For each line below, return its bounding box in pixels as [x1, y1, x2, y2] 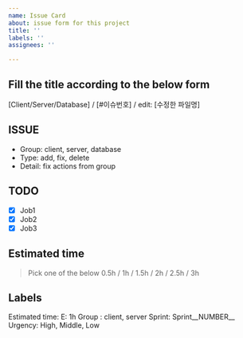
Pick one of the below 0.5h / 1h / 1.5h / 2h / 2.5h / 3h [27, 268, 199, 278]
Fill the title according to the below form [8, 77, 210, 91]
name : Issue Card [8, 11, 66, 20]
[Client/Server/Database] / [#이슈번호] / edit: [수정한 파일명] [8, 99, 201, 109]
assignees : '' [8, 41, 56, 49]
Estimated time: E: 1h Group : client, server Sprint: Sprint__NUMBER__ [8, 312, 235, 322]
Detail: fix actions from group [19, 161, 116, 171]
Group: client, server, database [19, 144, 122, 153]
